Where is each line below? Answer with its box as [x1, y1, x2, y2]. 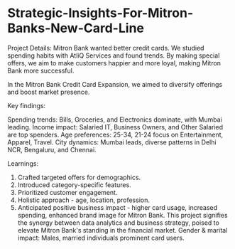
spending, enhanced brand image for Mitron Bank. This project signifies [17, 211, 229, 219]
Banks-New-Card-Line [7, 20, 144, 36]
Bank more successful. [7, 66, 75, 75]
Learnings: [7, 159, 39, 168]
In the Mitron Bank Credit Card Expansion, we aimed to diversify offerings [7, 80, 222, 88]
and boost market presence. [7, 88, 90, 96]
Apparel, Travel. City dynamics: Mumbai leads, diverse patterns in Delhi [7, 137, 217, 147]
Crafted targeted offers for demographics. [17, 173, 141, 181]
